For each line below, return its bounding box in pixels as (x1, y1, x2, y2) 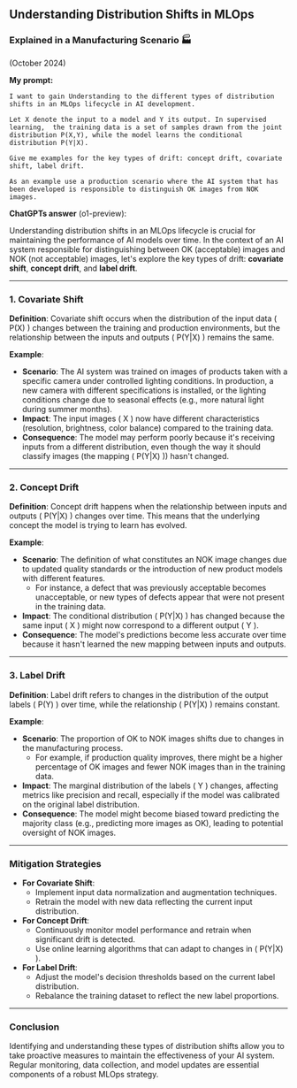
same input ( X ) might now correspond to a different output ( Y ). (21, 620, 259, 631)
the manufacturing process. (21, 742, 124, 753)
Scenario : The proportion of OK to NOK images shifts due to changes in (21, 733, 285, 744)
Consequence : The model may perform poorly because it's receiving (21, 432, 276, 442)
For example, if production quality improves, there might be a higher (34, 752, 283, 762)
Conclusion (9, 1021, 60, 1033)
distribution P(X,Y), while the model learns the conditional (9, 130, 243, 140)
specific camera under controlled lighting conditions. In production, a (21, 375, 274, 386)
